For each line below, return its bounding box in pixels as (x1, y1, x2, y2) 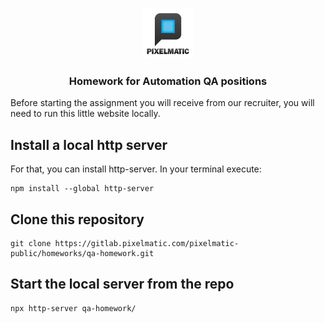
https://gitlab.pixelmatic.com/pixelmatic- (54, 238, 240, 248)
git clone (10, 238, 52, 248)
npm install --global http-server (10, 184, 155, 194)
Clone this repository (10, 211, 145, 228)
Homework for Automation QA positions (68, 74, 268, 88)
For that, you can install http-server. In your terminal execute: (10, 163, 262, 175)
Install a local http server (10, 136, 168, 153)
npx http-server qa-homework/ (10, 303, 137, 313)
